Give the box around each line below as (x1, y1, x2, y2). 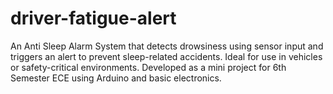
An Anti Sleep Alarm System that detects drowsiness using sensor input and (10, 40, 324, 52)
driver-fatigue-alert (10, 7, 177, 30)
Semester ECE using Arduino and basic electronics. (10, 72, 222, 84)
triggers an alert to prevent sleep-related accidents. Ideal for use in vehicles (10, 50, 323, 62)
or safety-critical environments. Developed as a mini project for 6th (10, 61, 287, 73)
